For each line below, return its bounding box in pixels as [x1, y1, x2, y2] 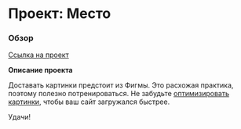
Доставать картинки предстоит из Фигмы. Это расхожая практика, [8, 81, 234, 90]
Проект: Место [8, 5, 111, 23]
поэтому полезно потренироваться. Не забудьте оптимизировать [8, 89, 230, 99]
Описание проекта [8, 66, 73, 75]
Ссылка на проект [8, 50, 69, 59]
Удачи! [8, 113, 31, 122]
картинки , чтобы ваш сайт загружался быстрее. [8, 97, 170, 106]
